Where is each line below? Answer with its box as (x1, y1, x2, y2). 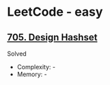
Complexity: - (16, 63, 56, 71)
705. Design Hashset (7, 32, 98, 43)
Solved (7, 49, 27, 58)
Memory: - (16, 70, 48, 78)
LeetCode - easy (7, 4, 103, 20)
